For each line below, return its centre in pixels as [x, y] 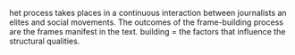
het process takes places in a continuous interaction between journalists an [148, 13]
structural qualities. [45, 41]
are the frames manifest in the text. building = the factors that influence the [147, 31]
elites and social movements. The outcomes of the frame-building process [147, 22]
